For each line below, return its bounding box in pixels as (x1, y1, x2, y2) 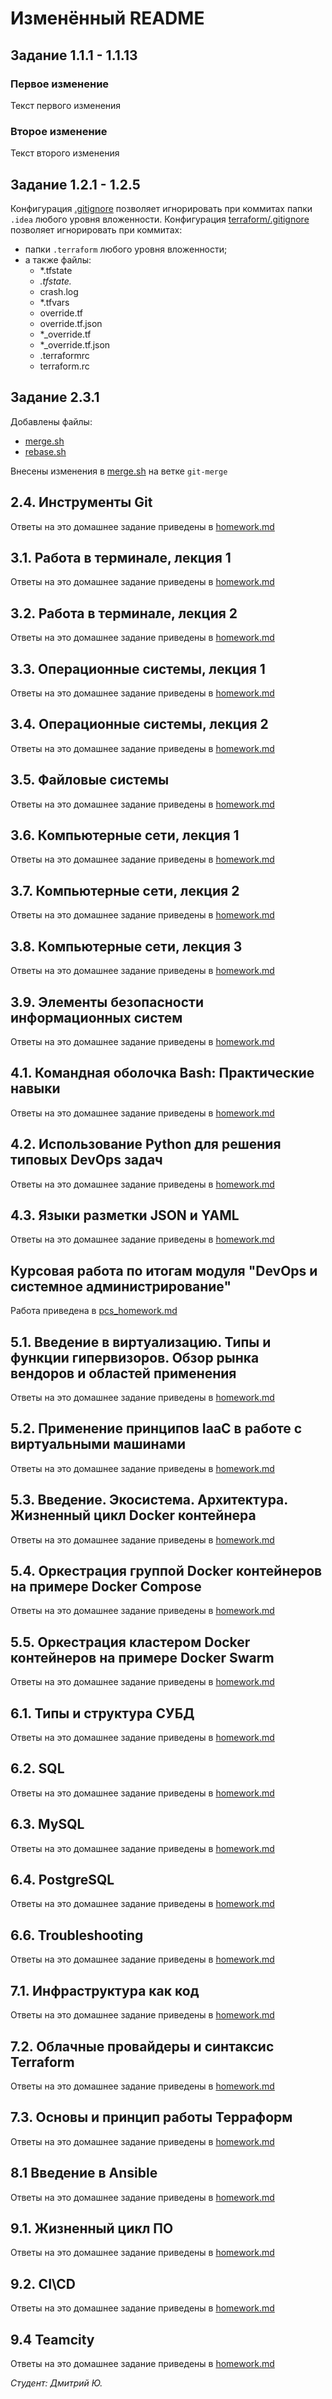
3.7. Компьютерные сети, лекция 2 (10, 882, 240, 899)
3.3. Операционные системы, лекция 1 (10, 660, 266, 677)
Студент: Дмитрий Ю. (10, 2377, 103, 2389)
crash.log (39, 285, 79, 297)
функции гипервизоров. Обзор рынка (10, 1349, 260, 1366)
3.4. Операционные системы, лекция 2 (10, 716, 269, 733)
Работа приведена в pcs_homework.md (10, 1305, 178, 1317)
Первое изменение (10, 77, 110, 91)
